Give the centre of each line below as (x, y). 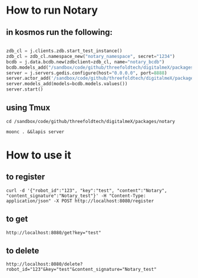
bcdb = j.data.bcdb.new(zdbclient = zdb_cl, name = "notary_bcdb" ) (85, 62)
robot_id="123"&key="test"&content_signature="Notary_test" (82, 270)
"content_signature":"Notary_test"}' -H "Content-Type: (76, 196)
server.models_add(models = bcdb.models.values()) (67, 84)
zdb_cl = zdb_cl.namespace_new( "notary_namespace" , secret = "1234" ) (91, 56)
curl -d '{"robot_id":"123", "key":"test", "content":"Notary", (87, 190)
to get (17, 219)
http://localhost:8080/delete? (44, 264)
